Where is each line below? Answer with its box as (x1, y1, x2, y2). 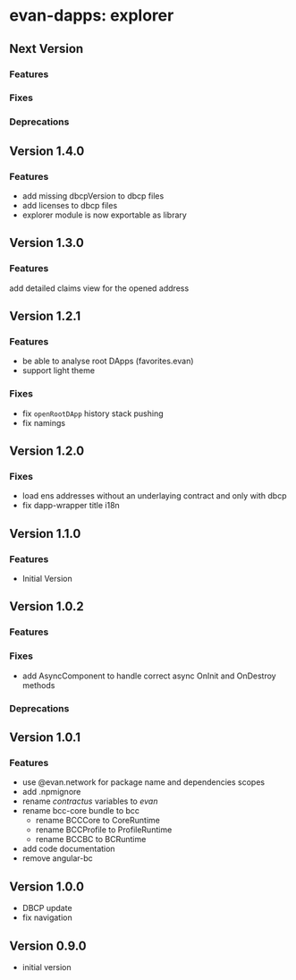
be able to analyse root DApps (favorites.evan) (21, 355, 194, 367)
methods (21, 679, 55, 690)
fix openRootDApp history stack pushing (21, 408, 164, 419)
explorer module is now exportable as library (21, 209, 188, 220)
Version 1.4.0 (9, 143, 85, 158)
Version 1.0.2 (9, 599, 85, 614)
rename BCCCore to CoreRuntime (35, 815, 161, 826)
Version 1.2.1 (9, 309, 81, 324)
